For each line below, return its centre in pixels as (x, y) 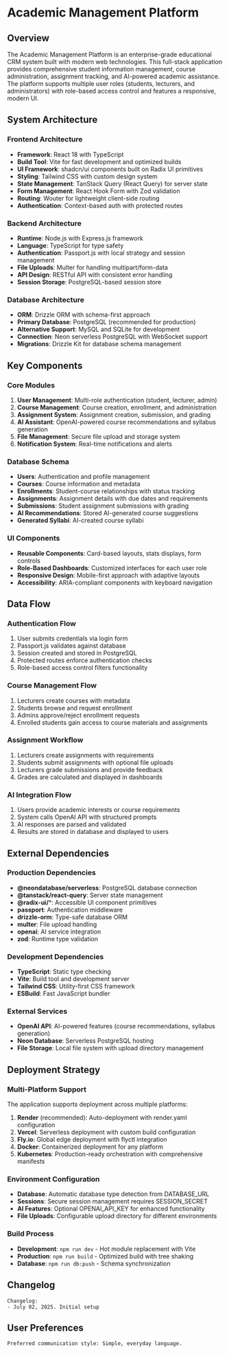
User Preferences (45, 1328)
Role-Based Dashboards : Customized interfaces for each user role (112, 567)
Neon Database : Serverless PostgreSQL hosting (85, 1041)
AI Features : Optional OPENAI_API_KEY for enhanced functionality (111, 1209)
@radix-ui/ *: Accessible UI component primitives (87, 902)
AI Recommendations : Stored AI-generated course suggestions (108, 513)
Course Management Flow (52, 686)
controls (29, 561)
